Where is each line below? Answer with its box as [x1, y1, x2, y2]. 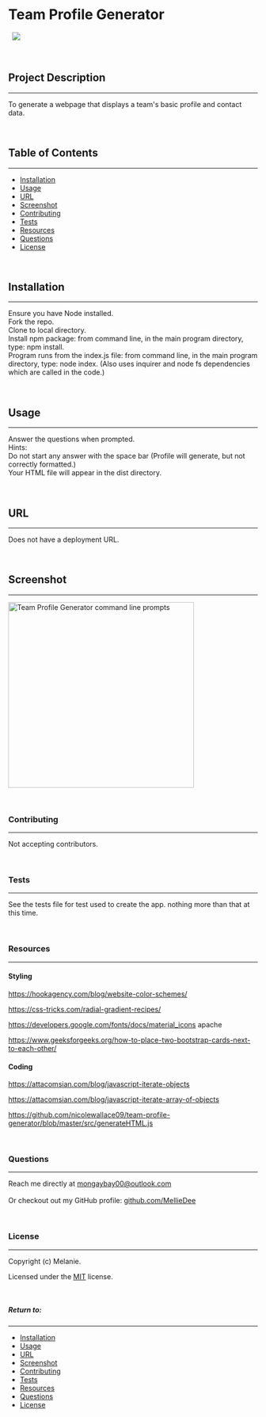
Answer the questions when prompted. [8, 434, 135, 444]
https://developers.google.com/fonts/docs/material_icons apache [8, 1019, 222, 1029]
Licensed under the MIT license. [8, 1271, 113, 1281]
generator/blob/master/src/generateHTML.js [8, 1118, 154, 1128]
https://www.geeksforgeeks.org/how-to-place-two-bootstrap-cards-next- [8, 1035, 251, 1045]
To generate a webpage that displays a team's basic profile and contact [8, 99, 242, 109]
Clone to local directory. [8, 326, 87, 335]
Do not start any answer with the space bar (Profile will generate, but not [8, 451, 245, 461]
